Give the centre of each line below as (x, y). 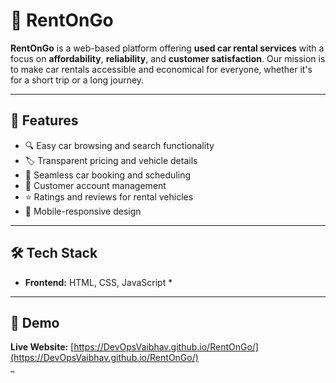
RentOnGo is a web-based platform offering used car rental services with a (167, 48)
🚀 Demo (35, 322)
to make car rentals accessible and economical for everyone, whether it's (161, 69)
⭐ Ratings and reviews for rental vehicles (109, 196)
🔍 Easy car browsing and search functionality (119, 145)
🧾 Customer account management (95, 185)
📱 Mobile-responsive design (83, 211)
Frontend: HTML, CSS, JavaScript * (98, 282)
